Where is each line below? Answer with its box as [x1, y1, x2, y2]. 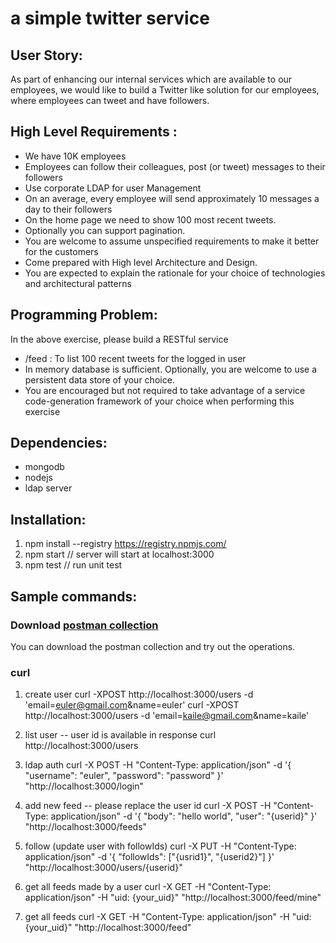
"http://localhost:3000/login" [24, 780, 145, 792]
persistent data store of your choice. [24, 373, 175, 386]
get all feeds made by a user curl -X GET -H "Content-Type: [24, 881, 272, 893]
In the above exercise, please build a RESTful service [10, 333, 229, 345]
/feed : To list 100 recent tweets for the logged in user [24, 352, 247, 364]
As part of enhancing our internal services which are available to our [10, 73, 293, 85]
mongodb [24, 461, 65, 473]
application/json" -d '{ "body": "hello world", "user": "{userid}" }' [50, 810, 318, 822]
